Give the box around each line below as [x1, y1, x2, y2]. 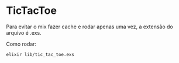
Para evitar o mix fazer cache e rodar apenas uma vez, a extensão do [6, 23, 174, 30]
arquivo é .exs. [6, 29, 42, 36]
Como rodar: [6, 40, 37, 47]
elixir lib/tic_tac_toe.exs [6, 51, 75, 57]
